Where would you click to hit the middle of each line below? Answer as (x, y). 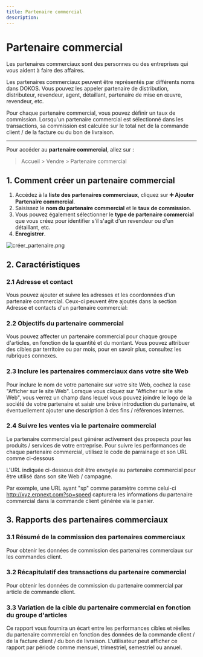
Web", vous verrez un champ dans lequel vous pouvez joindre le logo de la (99, 397)
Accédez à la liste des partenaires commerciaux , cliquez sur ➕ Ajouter (105, 195)
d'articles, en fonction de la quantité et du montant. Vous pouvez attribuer (98, 343)
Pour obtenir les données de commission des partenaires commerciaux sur (100, 550)
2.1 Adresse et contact (40, 281)
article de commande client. (41, 592)
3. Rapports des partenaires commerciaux (87, 520)
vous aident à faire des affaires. (45, 71)
